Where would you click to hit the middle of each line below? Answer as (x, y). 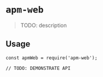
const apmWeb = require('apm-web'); (51, 58)
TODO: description (44, 25)
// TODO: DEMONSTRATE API (38, 68)
